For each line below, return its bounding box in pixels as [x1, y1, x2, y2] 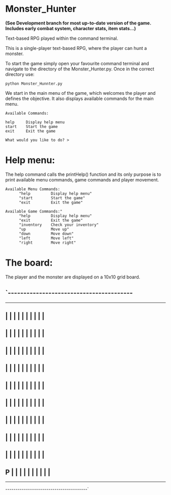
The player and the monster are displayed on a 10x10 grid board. [5, 274, 140, 280]
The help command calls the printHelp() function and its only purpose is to [5, 171, 161, 177]
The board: [5, 257, 53, 269]
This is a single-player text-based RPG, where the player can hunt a [5, 45, 147, 51]
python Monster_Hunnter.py [5, 81, 63, 86]
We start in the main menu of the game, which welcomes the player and [5, 90, 156, 96]
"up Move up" [18, 226, 70, 232]
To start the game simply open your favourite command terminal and [5, 60, 149, 66]
